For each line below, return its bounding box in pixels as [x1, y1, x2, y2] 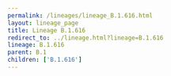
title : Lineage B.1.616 [7, 26, 86, 34]
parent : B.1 [7, 48, 47, 56]
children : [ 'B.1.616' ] [7, 56, 82, 64]
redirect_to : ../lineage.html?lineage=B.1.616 [7, 33, 164, 42]
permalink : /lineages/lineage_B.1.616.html [7, 11, 154, 20]
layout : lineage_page [7, 19, 79, 27]
